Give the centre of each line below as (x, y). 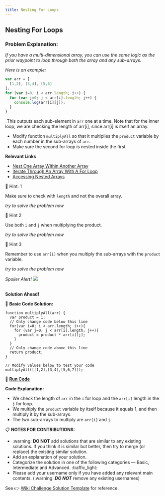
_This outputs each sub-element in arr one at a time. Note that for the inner (82, 121)
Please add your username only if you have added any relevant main (82, 473)
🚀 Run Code (18, 379)
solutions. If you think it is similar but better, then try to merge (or (79, 447)
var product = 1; (28, 317)
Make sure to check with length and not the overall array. (64, 196)
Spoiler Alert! (19, 279)
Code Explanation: (25, 389)
